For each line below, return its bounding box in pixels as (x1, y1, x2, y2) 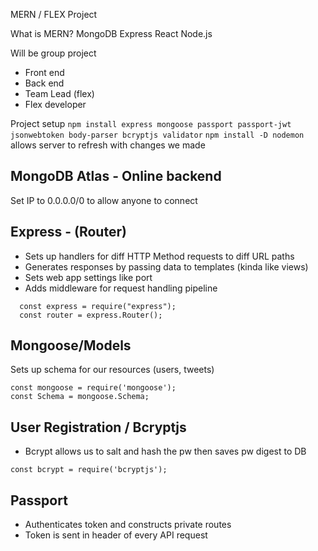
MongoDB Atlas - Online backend (10, 168, 222, 185)
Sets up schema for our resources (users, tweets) (10, 364, 215, 376)
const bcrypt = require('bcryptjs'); (10, 465, 168, 475)
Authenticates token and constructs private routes (24, 519, 232, 531)
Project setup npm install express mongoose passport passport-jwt (10, 118, 292, 129)
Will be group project (10, 47, 97, 59)
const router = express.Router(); (19, 310, 163, 320)
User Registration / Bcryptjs (10, 419, 187, 436)
